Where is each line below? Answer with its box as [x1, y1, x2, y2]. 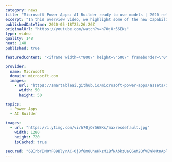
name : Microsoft [10, 68, 45, 74]
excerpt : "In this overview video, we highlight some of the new [5, 17, 147, 22]
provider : [5, 64, 27, 69]
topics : [5, 102, 22, 107]
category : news [5, 7, 38, 13]
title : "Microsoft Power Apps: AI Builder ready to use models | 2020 [5, 12, 159, 17]
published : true [5, 45, 40, 51]
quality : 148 [5, 36, 33, 41]
